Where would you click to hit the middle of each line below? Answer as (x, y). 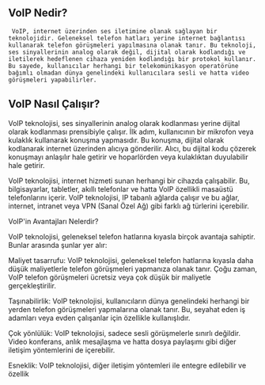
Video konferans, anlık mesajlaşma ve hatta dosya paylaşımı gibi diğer (122, 341)
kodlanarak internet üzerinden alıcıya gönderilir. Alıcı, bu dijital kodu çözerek (132, 148)
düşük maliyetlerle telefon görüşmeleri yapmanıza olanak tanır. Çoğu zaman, (133, 269)
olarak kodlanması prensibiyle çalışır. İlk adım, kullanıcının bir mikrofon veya (131, 132)
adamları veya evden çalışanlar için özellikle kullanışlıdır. (99, 318)
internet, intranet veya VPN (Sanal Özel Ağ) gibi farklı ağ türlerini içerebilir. (129, 206)
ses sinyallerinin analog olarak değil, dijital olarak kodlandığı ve (127, 52)
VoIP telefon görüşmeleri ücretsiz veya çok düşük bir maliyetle (110, 277)
